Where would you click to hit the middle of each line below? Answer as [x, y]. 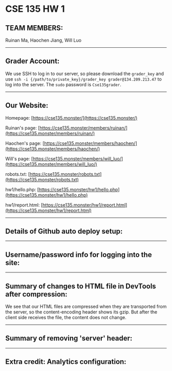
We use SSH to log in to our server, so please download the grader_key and [85, 73]
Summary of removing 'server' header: [69, 338]
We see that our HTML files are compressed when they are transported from [86, 307]
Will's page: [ [19, 159]
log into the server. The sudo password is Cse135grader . [63, 84]
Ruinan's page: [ [23, 128]
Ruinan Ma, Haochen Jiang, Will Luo [44, 40]
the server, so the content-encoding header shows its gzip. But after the [81, 312]
